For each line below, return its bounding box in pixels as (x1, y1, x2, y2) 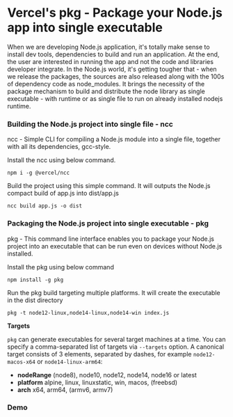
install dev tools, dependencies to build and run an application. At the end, (7, 50, 220, 58)
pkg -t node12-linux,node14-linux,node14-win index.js (7, 309, 170, 316)
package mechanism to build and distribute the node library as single (7, 87, 205, 95)
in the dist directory (7, 296, 63, 304)
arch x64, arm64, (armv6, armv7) (17, 385, 113, 394)
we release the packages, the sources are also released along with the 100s (7, 72, 225, 81)
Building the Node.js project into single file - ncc (7, 119, 174, 129)
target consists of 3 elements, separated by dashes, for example (7, 349, 192, 358)
